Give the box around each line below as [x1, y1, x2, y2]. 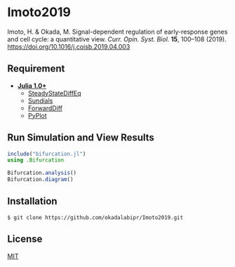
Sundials [27, 96, 53, 105]
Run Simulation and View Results [7, 131, 154, 144]
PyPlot [27, 111, 47, 119]
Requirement [7, 63, 65, 74]
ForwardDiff [27, 103, 63, 112]
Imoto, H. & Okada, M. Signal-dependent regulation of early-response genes [7, 27, 228, 36]
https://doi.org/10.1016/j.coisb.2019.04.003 [7, 42, 130, 51]
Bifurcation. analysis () [7, 169, 77, 176]
